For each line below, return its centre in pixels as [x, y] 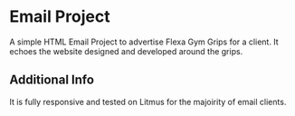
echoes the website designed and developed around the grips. [126, 51]
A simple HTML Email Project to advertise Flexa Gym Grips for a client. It [144, 42]
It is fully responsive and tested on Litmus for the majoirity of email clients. [148, 101]
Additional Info [52, 80]
